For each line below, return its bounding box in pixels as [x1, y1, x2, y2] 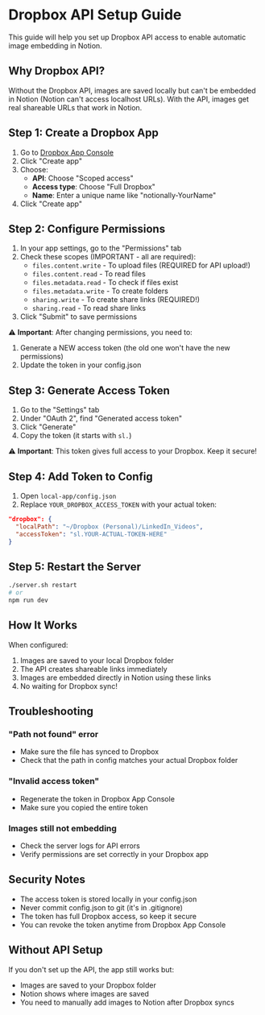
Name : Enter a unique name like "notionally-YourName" [31, 190, 217, 200]
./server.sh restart [8, 582, 78, 590]
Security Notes [8, 872, 86, 887]
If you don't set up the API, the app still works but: [8, 964, 175, 974]
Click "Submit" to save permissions [19, 312, 138, 321]
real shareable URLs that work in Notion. [8, 102, 143, 112]
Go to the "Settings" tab [19, 405, 100, 415]
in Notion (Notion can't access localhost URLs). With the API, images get [8, 94, 250, 104]
